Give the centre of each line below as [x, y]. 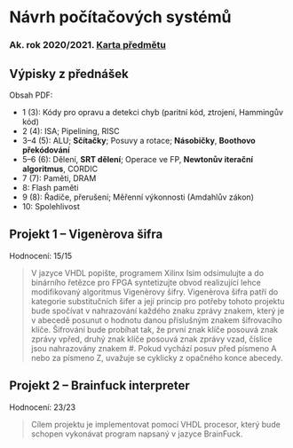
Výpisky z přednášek [69, 74]
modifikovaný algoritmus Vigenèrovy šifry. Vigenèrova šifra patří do [154, 292]
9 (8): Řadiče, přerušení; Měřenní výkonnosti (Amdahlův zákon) [138, 197]
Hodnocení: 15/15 [41, 255]
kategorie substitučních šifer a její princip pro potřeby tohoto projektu [158, 301]
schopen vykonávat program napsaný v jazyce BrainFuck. [137, 434]
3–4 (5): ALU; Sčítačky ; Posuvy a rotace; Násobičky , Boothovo [139, 140]
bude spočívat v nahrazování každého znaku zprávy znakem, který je [158, 310]
